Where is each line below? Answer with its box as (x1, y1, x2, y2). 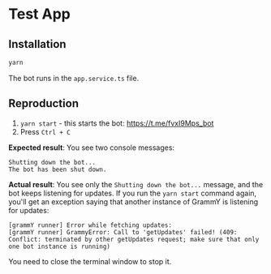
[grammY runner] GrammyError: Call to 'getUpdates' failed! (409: (8, 228, 238, 236)
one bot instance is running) (8, 242, 111, 250)
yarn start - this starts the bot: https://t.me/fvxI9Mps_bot (19, 118, 214, 128)
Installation (8, 37, 67, 51)
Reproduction (8, 96, 80, 110)
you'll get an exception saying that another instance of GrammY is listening (8, 196, 259, 207)
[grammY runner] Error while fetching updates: (8, 220, 173, 229)
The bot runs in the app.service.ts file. (8, 73, 140, 83)
